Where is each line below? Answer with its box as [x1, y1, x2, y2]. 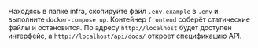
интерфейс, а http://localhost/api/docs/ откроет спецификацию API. [8, 31, 242, 40]
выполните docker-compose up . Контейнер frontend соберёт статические [8, 15, 250, 24]
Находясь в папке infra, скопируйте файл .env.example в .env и [8, 7, 219, 15]
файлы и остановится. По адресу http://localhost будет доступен [8, 23, 232, 32]
